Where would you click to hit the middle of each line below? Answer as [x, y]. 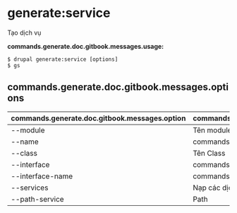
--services [30, 188]
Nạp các [207, 188]
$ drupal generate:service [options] [63, 59]
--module [28, 130]
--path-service [38, 199]
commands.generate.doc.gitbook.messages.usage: [86, 46]
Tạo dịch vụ [24, 33]
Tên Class [209, 153]
